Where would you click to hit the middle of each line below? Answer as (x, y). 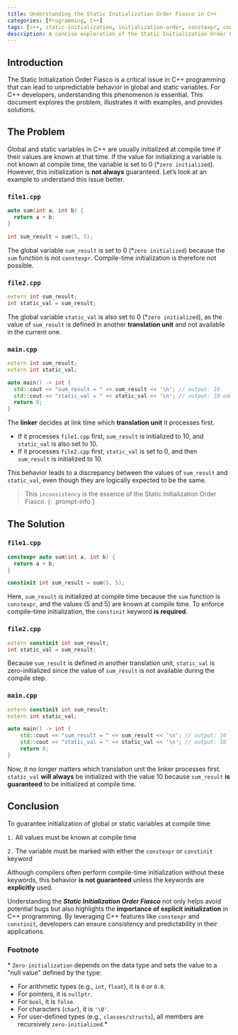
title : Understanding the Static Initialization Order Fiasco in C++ (112, 14)
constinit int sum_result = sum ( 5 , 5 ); (66, 583)
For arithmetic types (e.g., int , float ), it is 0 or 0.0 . (91, 986)
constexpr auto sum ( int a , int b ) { (61, 557)
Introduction (35, 62)
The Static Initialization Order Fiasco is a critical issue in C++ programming (116, 80)
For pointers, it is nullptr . (55, 994)
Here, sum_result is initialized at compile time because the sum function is (114, 596)
